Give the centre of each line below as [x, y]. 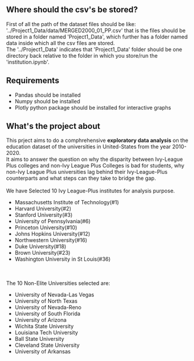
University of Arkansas [43, 351]
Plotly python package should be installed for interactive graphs [93, 107]
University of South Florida [47, 313]
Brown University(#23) [42, 253]
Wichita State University [44, 327]
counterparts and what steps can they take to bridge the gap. [81, 178]
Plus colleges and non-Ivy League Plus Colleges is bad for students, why [96, 166]
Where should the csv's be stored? [72, 10]
